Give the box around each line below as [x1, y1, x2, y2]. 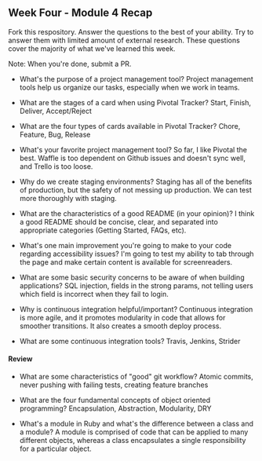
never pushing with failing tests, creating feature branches [19, 380, 209, 390]
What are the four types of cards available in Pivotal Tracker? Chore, [19, 121, 241, 130]
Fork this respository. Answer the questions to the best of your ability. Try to [8, 27, 254, 36]
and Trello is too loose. [19, 161, 93, 171]
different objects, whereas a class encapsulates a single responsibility [19, 436, 246, 445]
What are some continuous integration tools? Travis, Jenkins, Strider [19, 336, 241, 346]
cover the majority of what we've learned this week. [8, 43, 176, 53]
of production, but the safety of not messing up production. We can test [19, 185, 253, 195]
